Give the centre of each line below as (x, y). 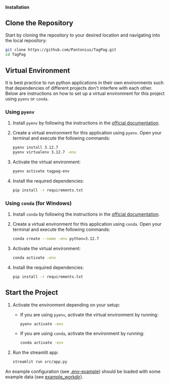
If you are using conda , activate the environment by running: (82, 334)
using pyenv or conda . (27, 98)
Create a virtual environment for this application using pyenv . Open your (87, 133)
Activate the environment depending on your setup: (66, 305)
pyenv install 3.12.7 (35, 148)
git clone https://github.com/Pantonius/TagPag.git (61, 50)
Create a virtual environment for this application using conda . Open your (87, 224)
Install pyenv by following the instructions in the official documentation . (86, 123)
